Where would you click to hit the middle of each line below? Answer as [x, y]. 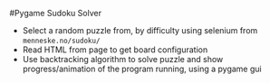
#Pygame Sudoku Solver [56, 13]
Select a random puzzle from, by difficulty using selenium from [140, 30]
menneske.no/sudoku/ [61, 41]
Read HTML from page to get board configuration [115, 50]
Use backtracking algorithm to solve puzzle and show [123, 59]
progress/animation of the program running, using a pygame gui [142, 69]
